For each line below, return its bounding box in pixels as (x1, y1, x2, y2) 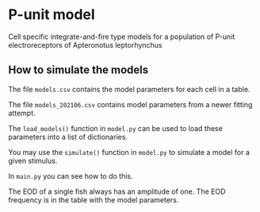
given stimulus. (8, 156, 58, 165)
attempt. (8, 108, 36, 118)
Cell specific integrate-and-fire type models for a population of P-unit (8, 32, 235, 41)
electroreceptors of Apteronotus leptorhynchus (8, 40, 162, 49)
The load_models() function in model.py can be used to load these (8, 123, 224, 133)
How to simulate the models (8, 64, 149, 77)
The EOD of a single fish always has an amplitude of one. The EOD (8, 187, 226, 196)
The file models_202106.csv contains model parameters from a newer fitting (8, 99, 253, 109)
